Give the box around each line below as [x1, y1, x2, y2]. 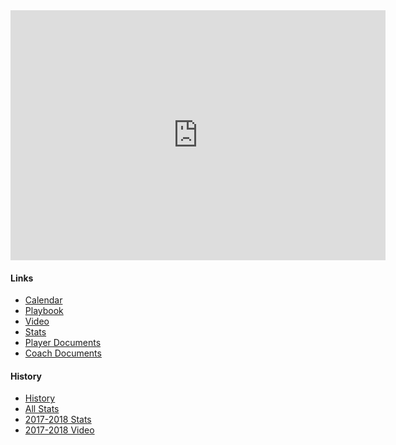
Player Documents [24, 337, 102, 349]
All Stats [24, 403, 60, 415]
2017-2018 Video [24, 424, 95, 436]
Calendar [24, 294, 63, 306]
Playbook [24, 305, 64, 317]
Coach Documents [24, 347, 102, 359]
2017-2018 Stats [24, 414, 92, 426]
